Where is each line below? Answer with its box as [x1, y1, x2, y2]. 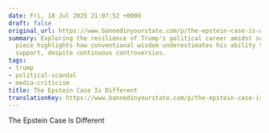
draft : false [8, 19, 52, 27]
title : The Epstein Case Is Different [8, 86, 138, 95]
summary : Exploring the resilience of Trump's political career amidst [8, 34, 252, 42]
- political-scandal [8, 71, 78, 79]
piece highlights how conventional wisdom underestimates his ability [15, 42, 256, 50]
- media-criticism [8, 79, 70, 87]
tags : [8, 57, 26, 65]
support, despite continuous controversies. [15, 49, 167, 57]
